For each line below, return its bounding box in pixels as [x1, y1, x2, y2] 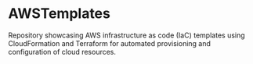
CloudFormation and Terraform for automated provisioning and [8, 38, 211, 48]
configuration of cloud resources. [8, 47, 116, 56]
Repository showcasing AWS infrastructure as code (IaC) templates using [8, 30, 245, 40]
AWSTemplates [8, 5, 111, 23]
